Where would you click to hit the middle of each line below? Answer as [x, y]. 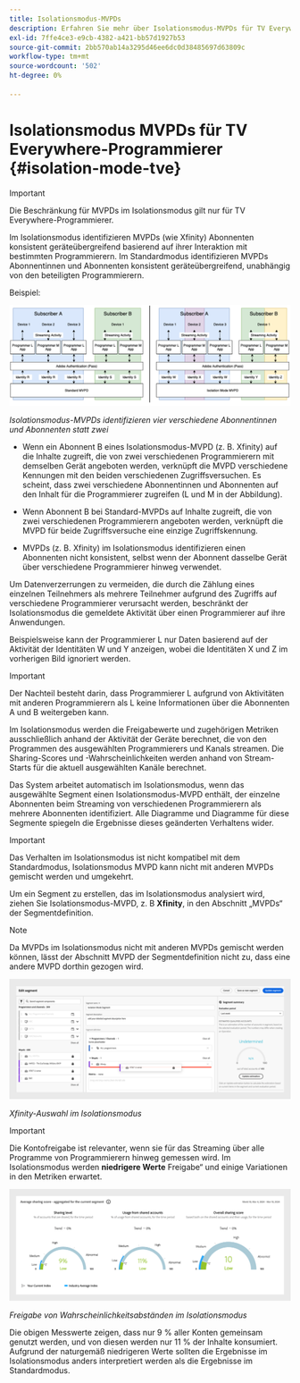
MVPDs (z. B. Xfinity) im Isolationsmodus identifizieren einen [134, 548]
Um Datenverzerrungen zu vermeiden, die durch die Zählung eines [132, 585]
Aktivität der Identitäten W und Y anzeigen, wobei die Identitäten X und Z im [149, 649]
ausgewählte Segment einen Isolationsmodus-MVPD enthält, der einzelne [145, 795]
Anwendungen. [37, 622]
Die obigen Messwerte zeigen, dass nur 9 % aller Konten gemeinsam [136, 1333]
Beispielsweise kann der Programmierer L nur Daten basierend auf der [138, 640]
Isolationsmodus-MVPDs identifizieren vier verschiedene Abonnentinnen [143, 420]
